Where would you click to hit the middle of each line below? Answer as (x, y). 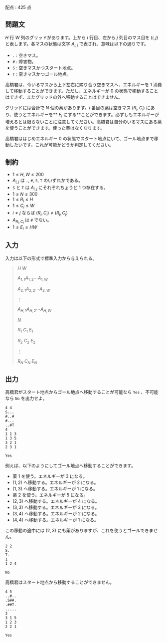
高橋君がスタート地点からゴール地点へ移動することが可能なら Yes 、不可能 (82, 392)
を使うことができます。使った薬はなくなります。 (55, 128)
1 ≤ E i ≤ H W (25, 227)
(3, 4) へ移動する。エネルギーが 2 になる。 (56, 514)
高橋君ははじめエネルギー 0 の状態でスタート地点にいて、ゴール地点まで (80, 139)
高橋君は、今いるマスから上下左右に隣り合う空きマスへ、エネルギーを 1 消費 (84, 84)
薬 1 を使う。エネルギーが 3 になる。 (50, 476)
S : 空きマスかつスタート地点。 (44, 68)
